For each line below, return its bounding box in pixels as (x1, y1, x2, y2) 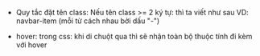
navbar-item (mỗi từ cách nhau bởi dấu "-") (15, 16, 160, 26)
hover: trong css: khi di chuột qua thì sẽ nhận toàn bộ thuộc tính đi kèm (15, 32, 253, 41)
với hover (15, 40, 47, 50)
